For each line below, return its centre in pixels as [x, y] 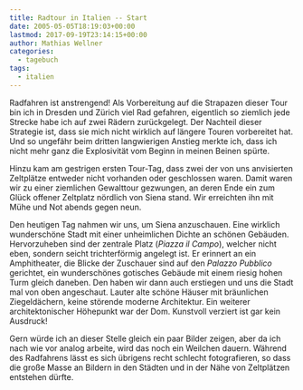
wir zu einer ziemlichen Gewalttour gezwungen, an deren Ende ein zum [142, 188]
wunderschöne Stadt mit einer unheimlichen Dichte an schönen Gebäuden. [149, 234]
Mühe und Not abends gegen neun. [76, 207]
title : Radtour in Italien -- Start [78, 18]
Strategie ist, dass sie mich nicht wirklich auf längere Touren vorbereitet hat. [151, 132]
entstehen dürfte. [42, 376]
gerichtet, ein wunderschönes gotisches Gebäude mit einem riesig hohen [146, 272]
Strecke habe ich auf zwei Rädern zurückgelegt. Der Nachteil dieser [136, 122]
